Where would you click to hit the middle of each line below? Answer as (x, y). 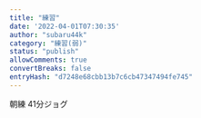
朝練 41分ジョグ (39, 103)
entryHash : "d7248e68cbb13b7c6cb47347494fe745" (101, 77)
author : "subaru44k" (49, 34)
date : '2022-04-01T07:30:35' (65, 26)
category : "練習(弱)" (48, 43)
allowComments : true (49, 60)
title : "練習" (35, 18)
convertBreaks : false (50, 69)
